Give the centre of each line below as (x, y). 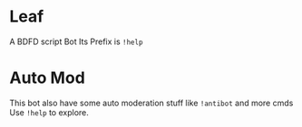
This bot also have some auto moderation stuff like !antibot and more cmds (151, 103)
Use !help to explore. (49, 112)
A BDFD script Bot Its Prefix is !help (76, 41)
